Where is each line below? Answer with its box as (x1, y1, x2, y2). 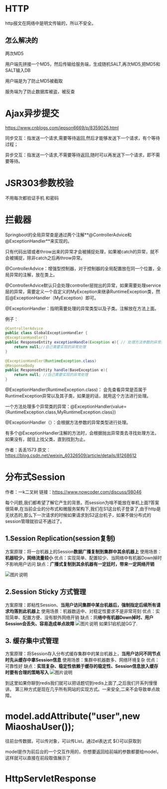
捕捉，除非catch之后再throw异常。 (13, 255, 85, 261)
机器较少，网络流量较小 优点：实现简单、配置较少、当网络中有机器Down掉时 (5, 555, 162, 561)
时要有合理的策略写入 (5, 670, 49, 676)
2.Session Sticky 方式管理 (5, 588, 86, 596)
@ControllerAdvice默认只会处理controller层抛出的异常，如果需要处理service (5, 282, 162, 288)
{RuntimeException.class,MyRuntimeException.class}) (5, 409, 116, 415)
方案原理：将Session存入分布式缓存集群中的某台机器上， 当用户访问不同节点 (5, 651, 161, 657)
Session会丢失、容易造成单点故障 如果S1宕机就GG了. (5, 620, 138, 627)
